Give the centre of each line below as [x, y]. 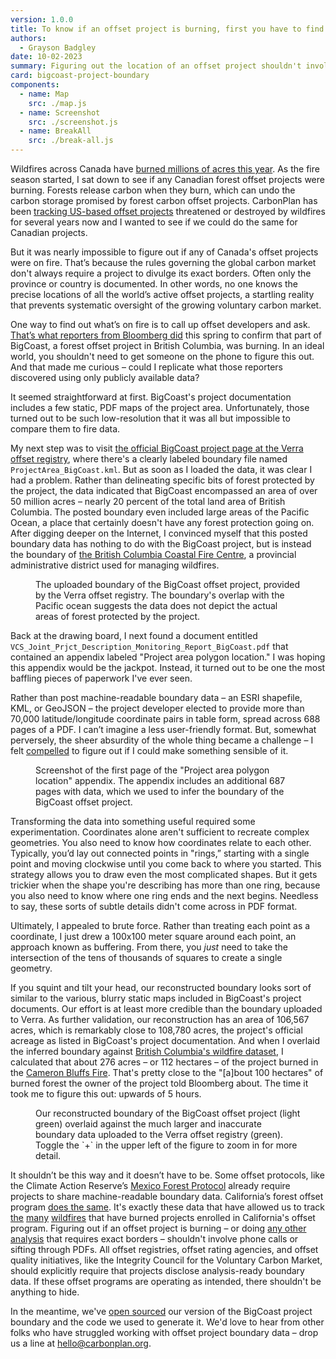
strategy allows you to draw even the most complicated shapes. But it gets [164, 874]
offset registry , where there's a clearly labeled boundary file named [149, 459]
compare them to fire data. [65, 429]
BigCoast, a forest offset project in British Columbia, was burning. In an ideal [167, 345]
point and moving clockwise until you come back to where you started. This [166, 864]
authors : [28, 38]
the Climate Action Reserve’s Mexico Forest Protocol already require [150, 1185]
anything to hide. [45, 1292]
